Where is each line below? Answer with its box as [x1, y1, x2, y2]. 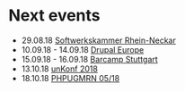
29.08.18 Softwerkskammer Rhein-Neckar [21, 35, 176, 46]
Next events [8, 5, 101, 26]
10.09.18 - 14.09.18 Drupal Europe [21, 44, 145, 54]
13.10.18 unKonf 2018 [21, 63, 98, 74]
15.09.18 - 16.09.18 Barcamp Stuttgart [21, 54, 158, 64]
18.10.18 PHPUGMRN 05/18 [21, 72, 120, 83]
